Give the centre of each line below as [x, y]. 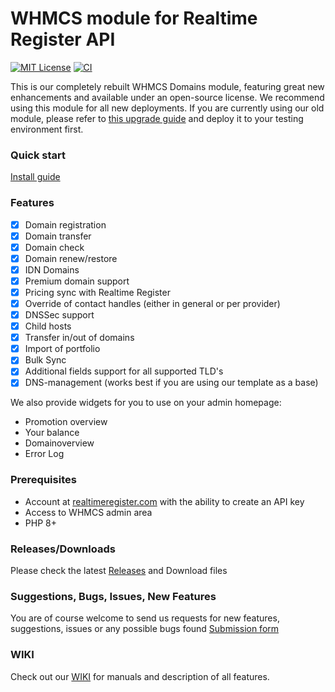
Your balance [52, 433]
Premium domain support [77, 281]
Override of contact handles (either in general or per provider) [152, 303]
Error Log [44, 454]
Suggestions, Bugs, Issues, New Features [113, 596]
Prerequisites [43, 480]
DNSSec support [59, 315]
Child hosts [48, 326]
